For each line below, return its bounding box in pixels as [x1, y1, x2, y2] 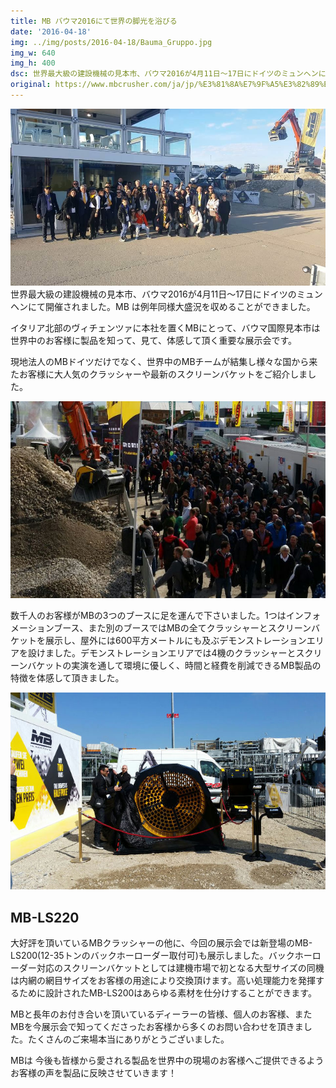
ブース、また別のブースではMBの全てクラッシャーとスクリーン [53, 622, 312, 634]
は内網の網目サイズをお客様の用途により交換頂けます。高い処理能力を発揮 [10, 975, 316, 987]
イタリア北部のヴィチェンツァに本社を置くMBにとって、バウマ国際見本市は [10, 322, 321, 334]
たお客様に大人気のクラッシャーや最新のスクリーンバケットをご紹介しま [10, 368, 308, 380]
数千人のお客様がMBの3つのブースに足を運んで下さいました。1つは [10, 610, 287, 622]
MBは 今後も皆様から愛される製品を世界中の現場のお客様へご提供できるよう [10, 1055, 325, 1067]
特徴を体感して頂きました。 [10, 672, 125, 684]
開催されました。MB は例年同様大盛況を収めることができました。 [44, 301, 316, 313]
